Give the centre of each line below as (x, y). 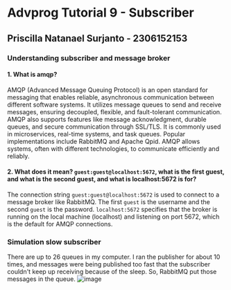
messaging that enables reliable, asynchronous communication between (111, 97)
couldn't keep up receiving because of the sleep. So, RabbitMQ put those (112, 272)
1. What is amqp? (32, 75)
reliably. (18, 156)
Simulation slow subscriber (54, 242)
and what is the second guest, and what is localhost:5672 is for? (102, 179)
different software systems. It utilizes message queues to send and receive (114, 105)
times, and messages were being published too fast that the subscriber (109, 264)
